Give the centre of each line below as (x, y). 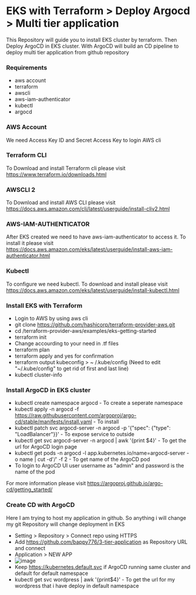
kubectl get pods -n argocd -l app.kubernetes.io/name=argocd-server (100, 453)
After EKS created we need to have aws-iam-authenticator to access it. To (96, 237)
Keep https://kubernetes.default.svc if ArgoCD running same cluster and (102, 567)
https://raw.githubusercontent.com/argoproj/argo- (75, 416)
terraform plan (32, 350)
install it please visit (30, 243)
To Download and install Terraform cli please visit (66, 168)
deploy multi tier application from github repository (68, 52)
